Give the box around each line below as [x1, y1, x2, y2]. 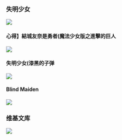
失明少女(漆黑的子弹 [6, 60, 55, 66]
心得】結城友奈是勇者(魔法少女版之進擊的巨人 [6, 32, 116, 39]
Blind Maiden [6, 86, 39, 93]
